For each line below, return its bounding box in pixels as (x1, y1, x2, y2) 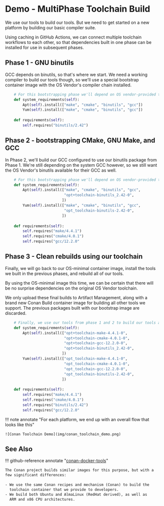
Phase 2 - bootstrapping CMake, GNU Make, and (5, 136, 155, 145)
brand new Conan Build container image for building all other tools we (5, 300, 145, 306)
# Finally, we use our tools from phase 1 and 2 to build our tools (14, 320, 156, 325)
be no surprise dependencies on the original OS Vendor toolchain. (5, 285, 138, 291)
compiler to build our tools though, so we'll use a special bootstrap (5, 77, 139, 82)
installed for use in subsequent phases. (5, 44, 84, 50)
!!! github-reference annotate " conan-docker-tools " (5, 458, 108, 464)
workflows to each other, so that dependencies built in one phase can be (5, 39, 152, 45)
